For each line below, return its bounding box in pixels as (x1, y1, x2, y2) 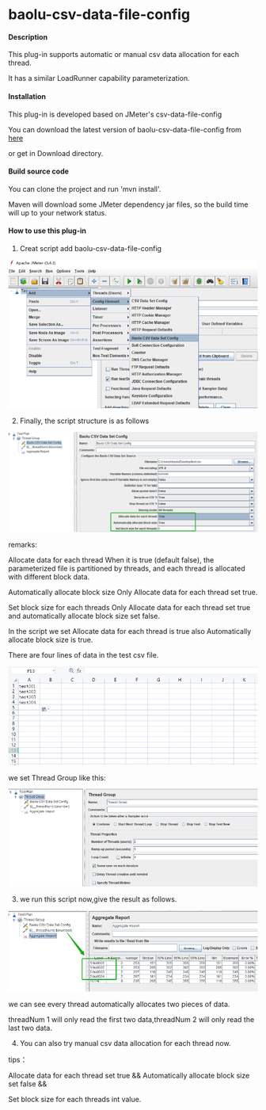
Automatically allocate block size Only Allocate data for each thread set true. (8, 587, 258, 597)
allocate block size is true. (8, 635, 93, 644)
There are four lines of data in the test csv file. (8, 650, 159, 659)
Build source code (8, 166, 70, 176)
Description (8, 32, 48, 41)
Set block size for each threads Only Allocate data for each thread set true (8, 602, 251, 612)
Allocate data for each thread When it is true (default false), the (8, 555, 215, 564)
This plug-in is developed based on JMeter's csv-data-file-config (8, 109, 222, 119)
